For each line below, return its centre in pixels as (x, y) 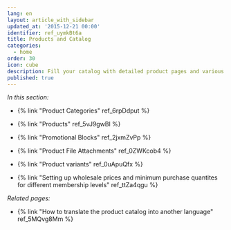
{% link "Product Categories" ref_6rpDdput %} (83, 111)
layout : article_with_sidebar (51, 20)
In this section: (28, 97)
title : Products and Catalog (49, 39)
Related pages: (29, 198)
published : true (30, 78)
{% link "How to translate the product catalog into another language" (115, 212)
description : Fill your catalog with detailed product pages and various (116, 71)
